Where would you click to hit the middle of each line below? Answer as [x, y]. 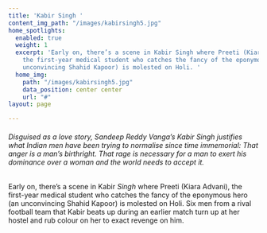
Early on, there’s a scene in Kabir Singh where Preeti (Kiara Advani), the [125, 187]
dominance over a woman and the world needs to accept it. [106, 162]
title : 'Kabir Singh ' [46, 16]
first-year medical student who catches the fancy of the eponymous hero [128, 195]
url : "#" [37, 97]
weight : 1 [31, 45]
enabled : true [39, 38]
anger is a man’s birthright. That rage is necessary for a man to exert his [128, 153]
